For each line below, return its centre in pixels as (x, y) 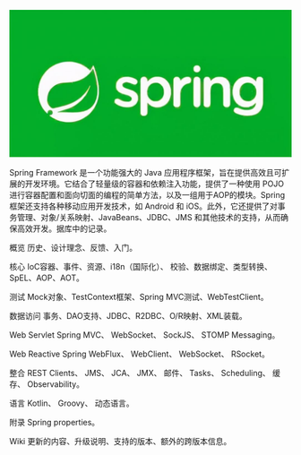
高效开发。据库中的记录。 (64, 228)
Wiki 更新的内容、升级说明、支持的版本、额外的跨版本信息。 (120, 442)
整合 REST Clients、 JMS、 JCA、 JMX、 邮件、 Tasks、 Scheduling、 (140, 373)
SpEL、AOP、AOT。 (47, 278)
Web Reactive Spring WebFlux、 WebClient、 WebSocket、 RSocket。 (140, 354)
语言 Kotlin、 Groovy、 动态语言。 (72, 403)
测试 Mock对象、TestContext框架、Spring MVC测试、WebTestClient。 (139, 297)
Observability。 (56, 384)
